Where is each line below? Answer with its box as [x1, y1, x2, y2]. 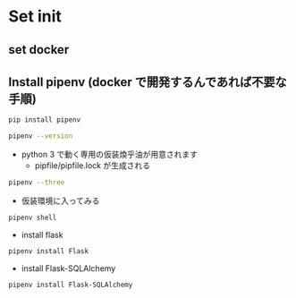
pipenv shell [8, 213, 57, 223]
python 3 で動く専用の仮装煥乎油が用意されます [21, 149, 199, 160]
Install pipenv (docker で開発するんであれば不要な [8, 74, 287, 89]
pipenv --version [8, 132, 73, 140]
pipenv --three [8, 178, 65, 187]
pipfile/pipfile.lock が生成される [34, 160, 151, 171]
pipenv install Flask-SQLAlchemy [8, 280, 133, 289]
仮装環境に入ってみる [21, 195, 100, 207]
